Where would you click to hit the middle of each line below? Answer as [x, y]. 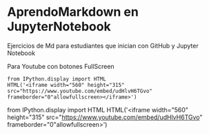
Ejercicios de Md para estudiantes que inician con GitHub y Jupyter [103, 45]
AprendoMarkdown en [73, 12]
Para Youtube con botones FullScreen [61, 66]
